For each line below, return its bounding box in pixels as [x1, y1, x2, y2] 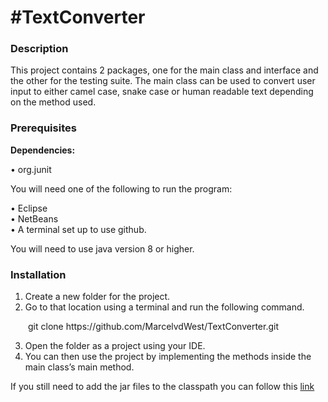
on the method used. [10, 96, 97, 108]
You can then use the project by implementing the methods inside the [24, 351, 312, 363]
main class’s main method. [24, 361, 135, 373]
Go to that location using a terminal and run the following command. [24, 301, 305, 313]
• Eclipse [10, 202, 48, 214]
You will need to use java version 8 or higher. [10, 242, 195, 255]
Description [10, 42, 69, 56]
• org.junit [10, 163, 52, 175]
